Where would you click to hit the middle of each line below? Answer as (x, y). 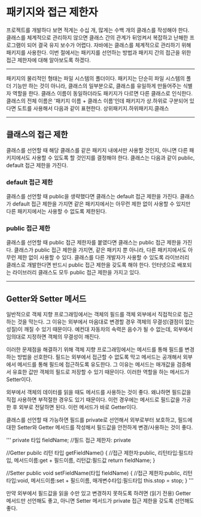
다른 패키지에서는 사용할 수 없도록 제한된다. (57, 211)
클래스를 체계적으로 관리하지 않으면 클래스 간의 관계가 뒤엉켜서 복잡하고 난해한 (97, 37)
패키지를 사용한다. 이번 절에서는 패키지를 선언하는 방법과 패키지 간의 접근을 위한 (99, 52)
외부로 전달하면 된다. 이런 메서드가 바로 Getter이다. (78, 407)
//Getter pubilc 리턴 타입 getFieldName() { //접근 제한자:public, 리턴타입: (92, 453)
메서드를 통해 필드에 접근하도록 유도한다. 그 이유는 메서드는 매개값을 (96, 365)
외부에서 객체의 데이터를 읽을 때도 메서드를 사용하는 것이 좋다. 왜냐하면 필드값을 (99, 392)
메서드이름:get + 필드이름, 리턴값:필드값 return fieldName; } (85, 460)
